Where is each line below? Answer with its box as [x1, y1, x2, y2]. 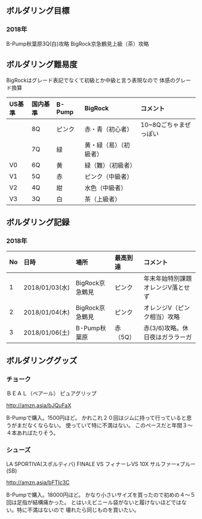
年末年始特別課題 [143, 274, 192, 283]
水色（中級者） [84, 183, 127, 192]
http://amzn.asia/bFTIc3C [6, 479, 70, 486]
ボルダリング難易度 [6, 60, 78, 70]
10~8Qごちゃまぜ [140, 120, 191, 129]
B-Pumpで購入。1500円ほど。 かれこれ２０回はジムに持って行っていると [6, 414, 187, 421]
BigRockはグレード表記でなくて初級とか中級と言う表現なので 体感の [6, 76, 176, 84]
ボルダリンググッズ [6, 355, 78, 366]
